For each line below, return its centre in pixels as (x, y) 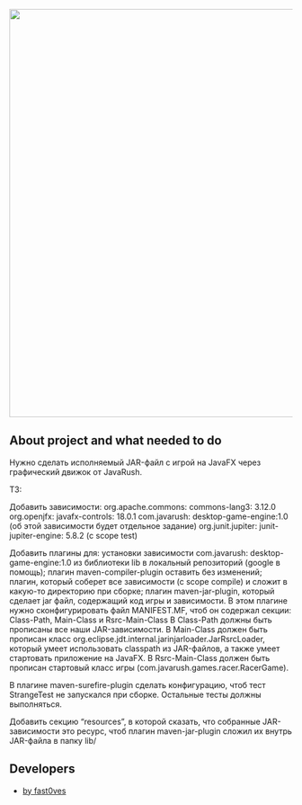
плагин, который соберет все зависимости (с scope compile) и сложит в (148, 581)
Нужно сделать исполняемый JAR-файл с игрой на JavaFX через (135, 462)
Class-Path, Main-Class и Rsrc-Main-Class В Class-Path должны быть (141, 620)
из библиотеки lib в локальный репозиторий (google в (177, 562)
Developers (42, 769)
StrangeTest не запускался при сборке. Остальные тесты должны (135, 694)
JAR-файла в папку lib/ (53, 740)
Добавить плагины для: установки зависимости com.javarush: (129, 552)
